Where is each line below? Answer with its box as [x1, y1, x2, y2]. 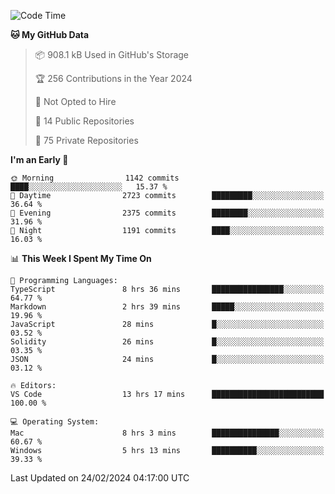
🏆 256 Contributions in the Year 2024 [34, 73, 193, 84]
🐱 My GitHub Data [10, 29, 90, 40]
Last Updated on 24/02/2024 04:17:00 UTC [10, 472, 190, 484]
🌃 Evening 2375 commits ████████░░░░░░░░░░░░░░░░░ [10, 208, 325, 218]
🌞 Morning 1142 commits [10, 173, 180, 183]
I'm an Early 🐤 [10, 154, 69, 165]
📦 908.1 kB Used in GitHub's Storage [34, 49, 190, 60]
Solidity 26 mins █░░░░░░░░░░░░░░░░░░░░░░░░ [10, 337, 325, 347]
